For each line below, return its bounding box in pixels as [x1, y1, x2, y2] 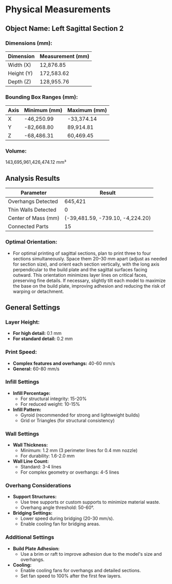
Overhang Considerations [5, 482, 71, 489]
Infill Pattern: [12, 406, 42, 412]
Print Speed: [5, 348, 37, 355]
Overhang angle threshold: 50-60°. [20, 504, 94, 511]
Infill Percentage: [12, 390, 50, 396]
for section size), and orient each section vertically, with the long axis [12, 261, 160, 267]
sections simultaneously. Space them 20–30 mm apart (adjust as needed [12, 255, 167, 261]
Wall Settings [5, 430, 40, 437]
